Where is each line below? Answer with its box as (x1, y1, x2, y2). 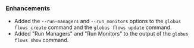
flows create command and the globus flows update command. (14, 24, 172, 31)
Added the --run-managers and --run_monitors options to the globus (14, 18, 181, 25)
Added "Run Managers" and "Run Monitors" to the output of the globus (14, 30, 189, 37)
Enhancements (5, 4, 51, 12)
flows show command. (14, 37, 69, 44)
